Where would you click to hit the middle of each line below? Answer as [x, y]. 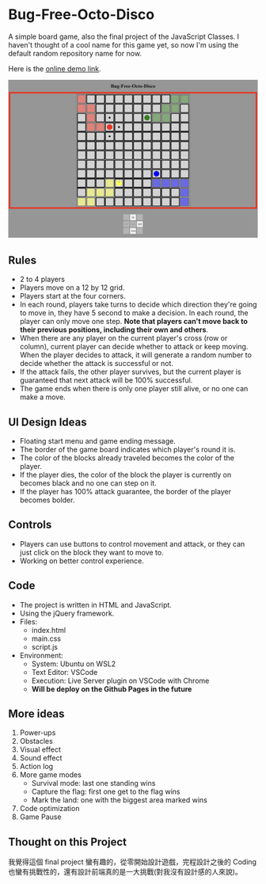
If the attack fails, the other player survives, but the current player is [130, 372]
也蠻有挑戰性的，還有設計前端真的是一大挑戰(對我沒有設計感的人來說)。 [125, 872]
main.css [46, 638]
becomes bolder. [47, 500]
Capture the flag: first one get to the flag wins [106, 792]
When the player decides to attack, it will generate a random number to [135, 355]
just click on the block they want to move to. [91, 552]
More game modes [50, 775]
